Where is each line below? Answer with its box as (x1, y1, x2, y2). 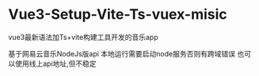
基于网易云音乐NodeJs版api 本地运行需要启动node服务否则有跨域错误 (8, 49, 236, 58)
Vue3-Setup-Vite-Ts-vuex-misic (8, 5, 227, 24)
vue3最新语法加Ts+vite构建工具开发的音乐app (8, 32, 158, 42)
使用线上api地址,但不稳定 (14, 59, 97, 68)
